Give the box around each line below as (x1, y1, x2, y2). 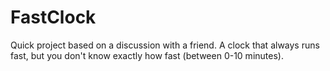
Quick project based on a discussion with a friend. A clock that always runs (10, 39, 320, 51)
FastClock (10, 6, 97, 29)
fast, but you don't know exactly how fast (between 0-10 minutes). (10, 49, 284, 61)
